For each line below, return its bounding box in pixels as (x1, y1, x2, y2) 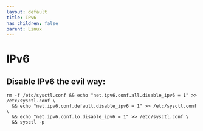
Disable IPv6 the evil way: (6, 76, 106, 87)
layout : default (6, 9, 47, 15)
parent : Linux (6, 26, 43, 32)
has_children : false (6, 20, 59, 26)
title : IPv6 (6, 15, 36, 21)
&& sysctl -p (12, 119, 45, 126)
